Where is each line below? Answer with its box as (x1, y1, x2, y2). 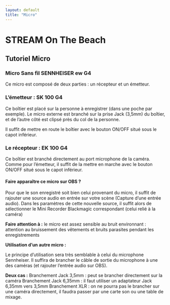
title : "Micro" (5, 12, 38, 17)
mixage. (5, 294, 22, 300)
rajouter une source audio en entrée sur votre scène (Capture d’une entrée (5, 195, 161, 201)
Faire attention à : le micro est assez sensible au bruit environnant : (5, 221, 146, 227)
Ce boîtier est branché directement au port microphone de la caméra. (5, 156, 151, 162)
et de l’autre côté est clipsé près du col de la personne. (5, 116, 120, 122)
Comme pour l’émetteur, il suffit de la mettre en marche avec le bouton (5, 161, 153, 167)
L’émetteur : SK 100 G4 (5, 94, 63, 101)
